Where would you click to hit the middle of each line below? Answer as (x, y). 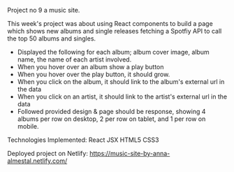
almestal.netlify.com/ (37, 161)
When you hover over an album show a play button (90, 67)
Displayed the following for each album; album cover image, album (113, 52)
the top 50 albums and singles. (52, 38)
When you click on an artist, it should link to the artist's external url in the (122, 96)
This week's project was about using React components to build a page (110, 23)
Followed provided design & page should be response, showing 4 (111, 112)
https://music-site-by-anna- (130, 153)
